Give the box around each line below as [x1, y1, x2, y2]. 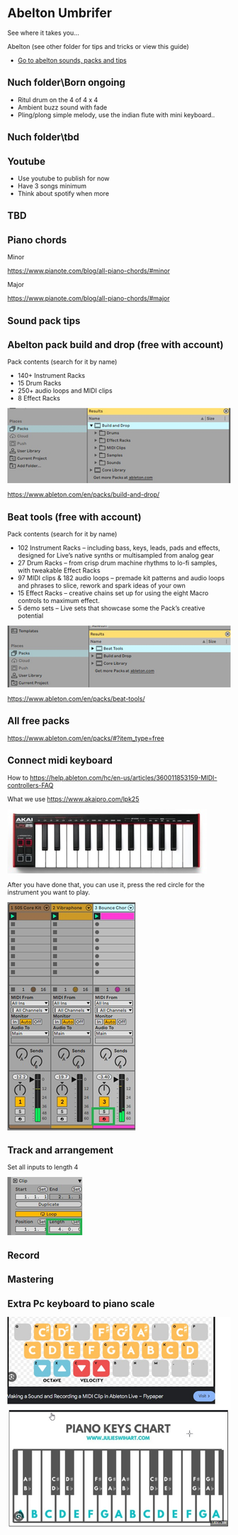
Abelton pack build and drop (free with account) [7, 339, 224, 351]
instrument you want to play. [7, 888, 91, 896]
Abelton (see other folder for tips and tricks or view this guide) [7, 42, 189, 50]
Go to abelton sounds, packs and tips [17, 55, 127, 65]
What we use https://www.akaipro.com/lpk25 [7, 794, 140, 803]
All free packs [7, 715, 70, 727]
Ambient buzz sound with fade [17, 103, 108, 112]
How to [7, 773, 28, 782]
